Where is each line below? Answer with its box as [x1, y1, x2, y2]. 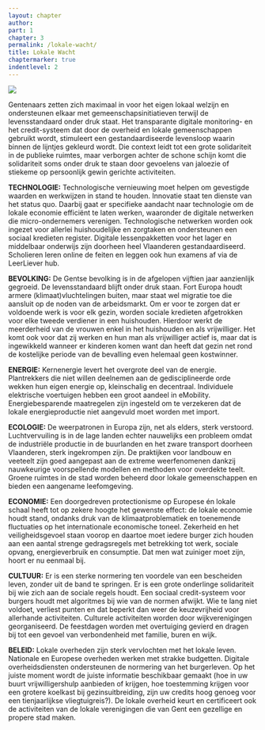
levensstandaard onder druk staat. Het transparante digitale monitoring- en [8, 117, 253, 126]
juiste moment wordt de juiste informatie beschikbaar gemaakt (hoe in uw [8, 671, 248, 680]
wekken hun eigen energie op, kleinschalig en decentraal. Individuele [8, 381, 233, 391]
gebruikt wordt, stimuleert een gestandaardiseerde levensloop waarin [8, 133, 235, 143]
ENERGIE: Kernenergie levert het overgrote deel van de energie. [8, 365, 217, 374]
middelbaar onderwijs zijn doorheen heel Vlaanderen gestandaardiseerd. [8, 241, 246, 250]
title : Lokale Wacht [8, 48, 77, 56]
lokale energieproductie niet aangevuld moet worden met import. [8, 407, 220, 416]
